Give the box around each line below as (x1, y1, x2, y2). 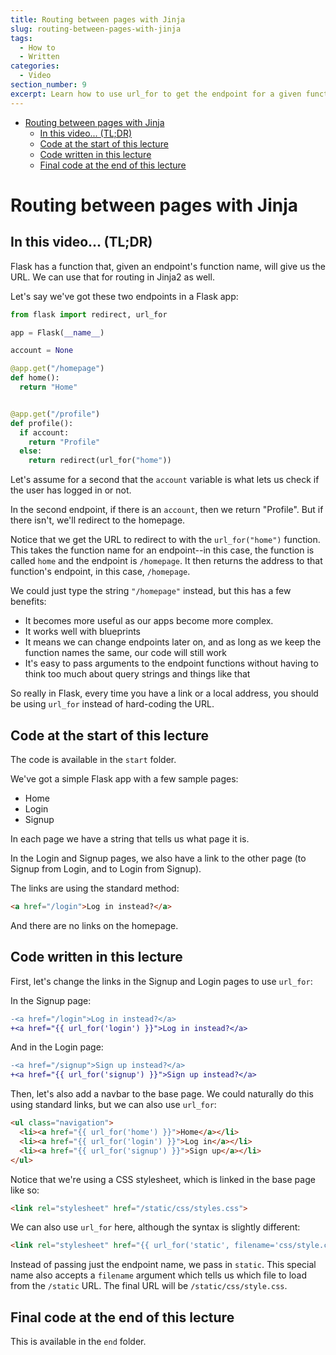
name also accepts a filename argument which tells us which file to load (10, 1269, 308, 1281)
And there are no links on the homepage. (10, 919, 179, 931)
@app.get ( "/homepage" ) (10, 364, 105, 374)
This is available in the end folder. (10, 1336, 147, 1348)
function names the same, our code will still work (24, 647, 227, 659)
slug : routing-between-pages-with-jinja (10, 24, 182, 34)
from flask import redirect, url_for (10, 309, 168, 320)
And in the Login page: (10, 1041, 104, 1053)
